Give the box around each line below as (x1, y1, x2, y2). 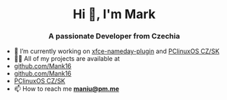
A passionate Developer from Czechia (48, 31, 180, 41)
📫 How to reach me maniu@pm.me (13, 85, 120, 93)
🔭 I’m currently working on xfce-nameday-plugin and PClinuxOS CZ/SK (13, 47, 220, 55)
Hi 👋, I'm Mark (72, 6, 156, 22)
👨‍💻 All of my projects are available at (13, 55, 121, 63)
